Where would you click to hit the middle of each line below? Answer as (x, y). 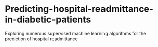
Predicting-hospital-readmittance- (79, 9)
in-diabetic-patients (48, 20)
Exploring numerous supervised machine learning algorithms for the (75, 33)
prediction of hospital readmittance (41, 39)
